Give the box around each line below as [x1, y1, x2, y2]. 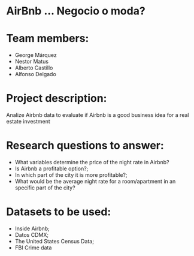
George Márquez [14, 52, 57, 59]
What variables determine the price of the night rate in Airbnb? [14, 159, 169, 165]
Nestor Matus [14, 58, 49, 65]
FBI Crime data [14, 244, 52, 251]
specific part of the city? [14, 184, 76, 191]
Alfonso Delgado [14, 71, 57, 78]
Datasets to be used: [6, 205, 111, 219]
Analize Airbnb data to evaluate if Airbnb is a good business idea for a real [6, 112, 189, 119]
